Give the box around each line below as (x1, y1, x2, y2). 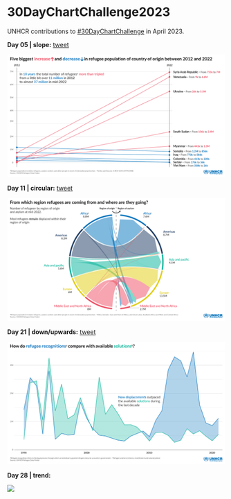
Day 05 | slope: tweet (7, 40, 69, 49)
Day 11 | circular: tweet (7, 184, 73, 193)
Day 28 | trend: (7, 471, 51, 479)
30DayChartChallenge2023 (7, 4, 171, 20)
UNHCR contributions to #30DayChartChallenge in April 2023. (7, 27, 185, 35)
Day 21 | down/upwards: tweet (7, 327, 96, 336)
